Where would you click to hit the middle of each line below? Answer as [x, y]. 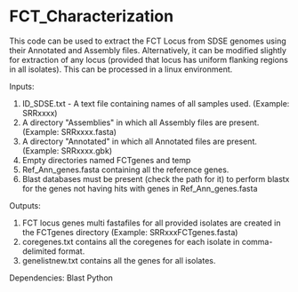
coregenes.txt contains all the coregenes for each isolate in [131, 241]
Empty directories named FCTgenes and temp [106, 160]
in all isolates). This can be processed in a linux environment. [121, 69]
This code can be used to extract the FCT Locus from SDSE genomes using [148, 41]
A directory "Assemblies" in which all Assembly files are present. [141, 122]
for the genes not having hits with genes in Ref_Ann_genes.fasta [140, 188]
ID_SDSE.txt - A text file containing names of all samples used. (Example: [156, 103]
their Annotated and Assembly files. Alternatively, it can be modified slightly [148, 50]
